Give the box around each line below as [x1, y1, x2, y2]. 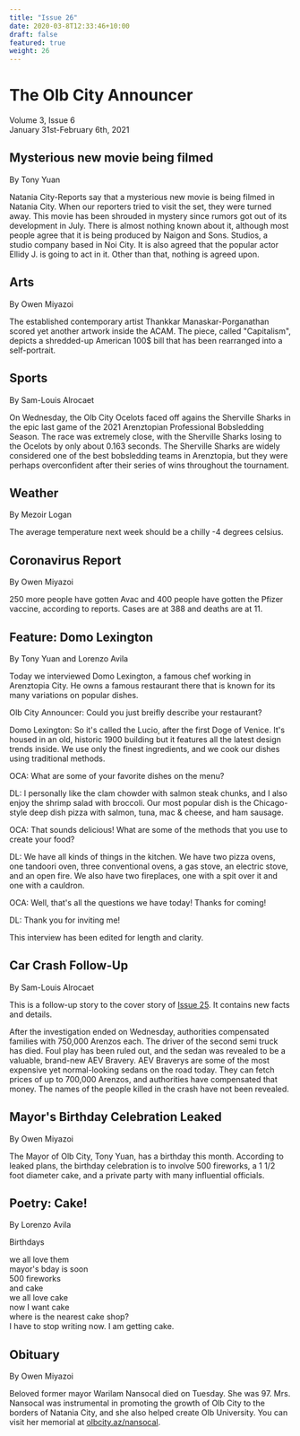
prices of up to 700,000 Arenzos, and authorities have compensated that [9, 1073, 278, 1084]
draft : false [9, 30, 58, 39]
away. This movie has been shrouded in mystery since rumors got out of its [9, 210, 287, 221]
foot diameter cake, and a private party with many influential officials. [9, 1169, 265, 1180]
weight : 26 [9, 47, 50, 56]
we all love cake [9, 1292, 69, 1303]
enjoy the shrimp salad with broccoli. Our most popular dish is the [9, 797, 253, 808]
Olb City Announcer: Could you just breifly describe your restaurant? [9, 706, 262, 718]
